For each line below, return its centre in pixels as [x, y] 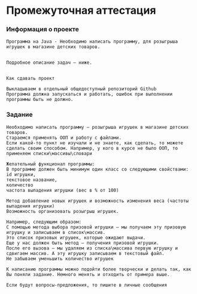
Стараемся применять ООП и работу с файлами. [64, 138]
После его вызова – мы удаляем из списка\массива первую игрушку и [92, 248]
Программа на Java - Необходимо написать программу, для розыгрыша [92, 42]
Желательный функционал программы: [51, 164]
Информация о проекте [43, 29]
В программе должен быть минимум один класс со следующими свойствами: [97, 169]
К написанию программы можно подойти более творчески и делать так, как [99, 269]
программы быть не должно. [40, 100]
